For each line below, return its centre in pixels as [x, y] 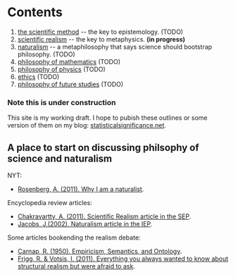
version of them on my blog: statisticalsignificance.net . [87, 125]
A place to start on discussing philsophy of [103, 148]
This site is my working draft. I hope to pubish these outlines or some [107, 118]
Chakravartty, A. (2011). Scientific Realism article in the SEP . [104, 216]
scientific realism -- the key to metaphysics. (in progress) [101, 39]
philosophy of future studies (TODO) [70, 84]
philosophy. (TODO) [46, 54]
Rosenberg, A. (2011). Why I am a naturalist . [81, 189]
